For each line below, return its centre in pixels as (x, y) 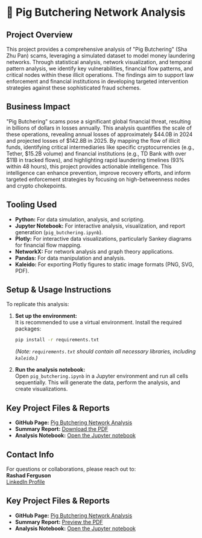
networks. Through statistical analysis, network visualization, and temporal (99, 62)
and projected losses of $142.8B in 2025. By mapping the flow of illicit (93, 140)
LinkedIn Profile (26, 482)
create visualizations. (41, 389)
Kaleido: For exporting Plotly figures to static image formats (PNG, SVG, (104, 264)
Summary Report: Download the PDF (62, 429)
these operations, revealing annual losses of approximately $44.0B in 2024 (99, 134)
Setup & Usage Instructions (59, 290)
